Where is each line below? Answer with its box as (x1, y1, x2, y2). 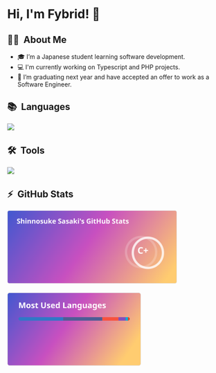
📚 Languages (7, 101, 71, 113)
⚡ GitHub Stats (7, 188, 74, 200)
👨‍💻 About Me (7, 34, 67, 46)
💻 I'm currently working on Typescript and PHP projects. (17, 63, 181, 71)
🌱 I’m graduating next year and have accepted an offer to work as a (17, 73, 210, 81)
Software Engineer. (17, 80, 72, 89)
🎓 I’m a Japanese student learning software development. (17, 53, 186, 61)
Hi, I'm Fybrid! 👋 (7, 6, 100, 22)
